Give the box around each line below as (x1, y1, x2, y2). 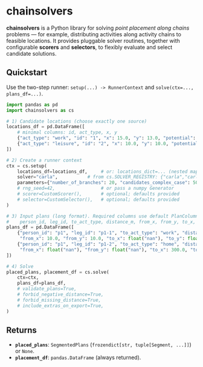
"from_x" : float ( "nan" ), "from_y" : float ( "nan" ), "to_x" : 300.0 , (19, 247, 188, 253)
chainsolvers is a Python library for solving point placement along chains (6, 24, 190, 31)
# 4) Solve (6, 263, 34, 270)
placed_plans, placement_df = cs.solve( (6, 269, 110, 275)
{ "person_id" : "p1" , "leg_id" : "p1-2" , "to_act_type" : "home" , (17, 241, 180, 247)
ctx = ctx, (17, 274, 39, 281)
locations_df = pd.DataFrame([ (6, 124, 85, 130)
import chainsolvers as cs (6, 107, 74, 113)
